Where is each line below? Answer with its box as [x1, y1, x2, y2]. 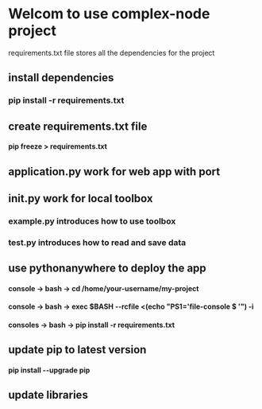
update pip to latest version [8, 343, 147, 356]
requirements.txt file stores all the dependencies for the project [8, 48, 215, 57]
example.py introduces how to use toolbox [8, 216, 176, 227]
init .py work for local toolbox [8, 192, 153, 205]
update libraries [8, 388, 89, 402]
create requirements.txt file [8, 119, 148, 133]
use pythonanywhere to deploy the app [8, 262, 206, 275]
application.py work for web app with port [8, 165, 221, 178]
